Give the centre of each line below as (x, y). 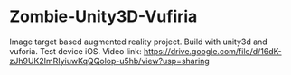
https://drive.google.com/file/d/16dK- (212, 51)
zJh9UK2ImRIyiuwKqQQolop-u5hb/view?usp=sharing (109, 61)
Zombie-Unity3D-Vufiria (103, 17)
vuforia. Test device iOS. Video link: (75, 51)
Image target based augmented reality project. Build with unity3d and (139, 42)
